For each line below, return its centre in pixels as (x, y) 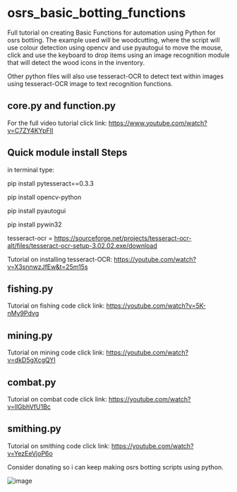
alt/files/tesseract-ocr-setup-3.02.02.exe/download (82, 246)
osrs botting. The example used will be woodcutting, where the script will (114, 40)
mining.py (30, 336)
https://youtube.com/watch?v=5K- (156, 306)
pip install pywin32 (35, 224)
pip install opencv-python (44, 197)
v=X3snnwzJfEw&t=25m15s (48, 267)
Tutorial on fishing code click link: (56, 306)
